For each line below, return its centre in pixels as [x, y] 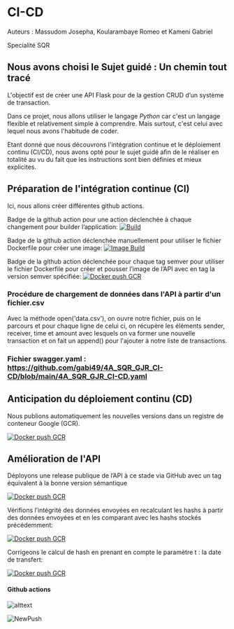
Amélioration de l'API [54, 458]
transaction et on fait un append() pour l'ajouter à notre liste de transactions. [117, 340]
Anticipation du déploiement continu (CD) [100, 399]
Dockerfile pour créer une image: [55, 248]
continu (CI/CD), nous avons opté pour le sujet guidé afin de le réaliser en [113, 152]
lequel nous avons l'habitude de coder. [63, 131]
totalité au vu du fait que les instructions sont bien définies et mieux [105, 159]
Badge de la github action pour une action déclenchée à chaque [100, 219]
